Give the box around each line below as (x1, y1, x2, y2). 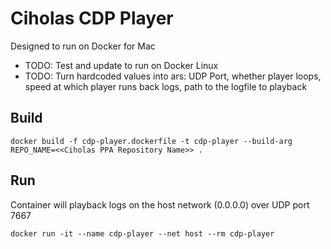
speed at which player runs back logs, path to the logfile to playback (24, 80, 308, 92)
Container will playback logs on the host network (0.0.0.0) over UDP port (10, 198, 310, 211)
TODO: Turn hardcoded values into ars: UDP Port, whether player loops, (24, 70, 322, 82)
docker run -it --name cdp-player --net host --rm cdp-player (10, 228, 275, 239)
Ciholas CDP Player (10, 7, 174, 30)
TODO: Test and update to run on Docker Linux (24, 59, 219, 71)
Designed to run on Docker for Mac (10, 40, 156, 52)
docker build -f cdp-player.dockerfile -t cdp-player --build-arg (10, 136, 293, 146)
